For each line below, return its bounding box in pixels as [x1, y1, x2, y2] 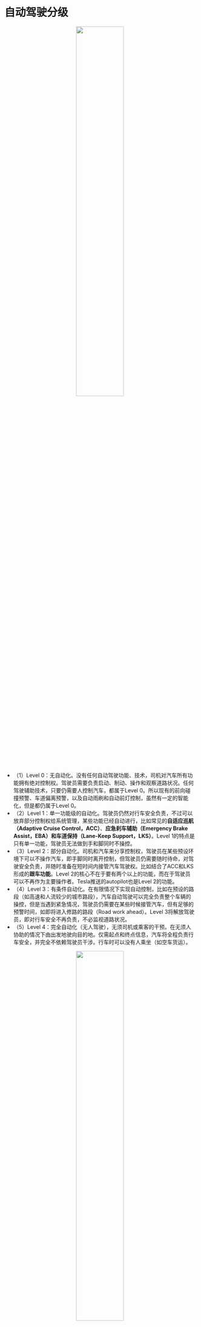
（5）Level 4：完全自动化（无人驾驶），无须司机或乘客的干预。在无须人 [13, 923, 192, 930]
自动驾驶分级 [4, 5, 69, 19]
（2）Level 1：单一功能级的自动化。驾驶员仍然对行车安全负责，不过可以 [13, 809, 193, 817]
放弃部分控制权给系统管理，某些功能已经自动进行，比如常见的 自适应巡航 [13, 817, 194, 824]
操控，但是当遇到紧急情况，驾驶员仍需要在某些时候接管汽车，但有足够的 [13, 900, 194, 908]
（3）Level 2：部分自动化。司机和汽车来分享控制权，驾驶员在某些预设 [13, 847, 189, 854]
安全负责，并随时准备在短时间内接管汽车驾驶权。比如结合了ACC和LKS [18, 862, 194, 869]
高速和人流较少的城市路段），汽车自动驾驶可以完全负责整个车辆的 [29, 893, 191, 900]
